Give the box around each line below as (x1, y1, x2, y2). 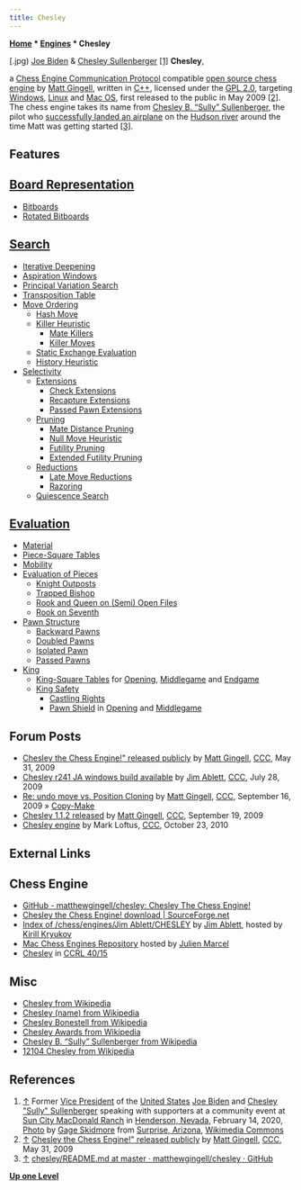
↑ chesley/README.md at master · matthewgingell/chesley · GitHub (22, 1153, 274, 1164)
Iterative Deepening (22, 260, 96, 271)
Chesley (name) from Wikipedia (22, 1007, 140, 1018)
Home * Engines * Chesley (9, 38, 111, 49)
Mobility (22, 559, 53, 570)
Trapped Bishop (35, 588, 95, 599)
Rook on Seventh (35, 607, 100, 618)
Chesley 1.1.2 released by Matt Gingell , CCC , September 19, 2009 (22, 810, 263, 821)
